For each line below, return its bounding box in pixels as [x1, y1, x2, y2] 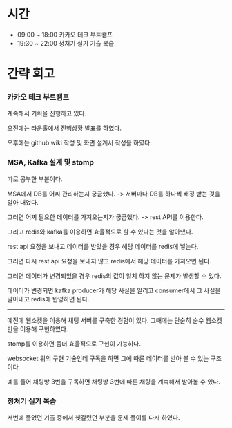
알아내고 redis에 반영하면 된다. [7, 295, 90, 303]
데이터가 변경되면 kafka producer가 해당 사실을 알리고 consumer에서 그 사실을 [7, 286, 221, 295]
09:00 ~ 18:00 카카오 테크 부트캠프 [17, 30, 113, 39]
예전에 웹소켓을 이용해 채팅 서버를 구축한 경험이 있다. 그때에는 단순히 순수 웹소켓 [7, 316, 223, 324]
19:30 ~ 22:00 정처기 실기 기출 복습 [17, 39, 115, 47]
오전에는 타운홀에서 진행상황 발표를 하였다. [7, 124, 122, 132]
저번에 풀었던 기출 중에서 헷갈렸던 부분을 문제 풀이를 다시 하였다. [7, 413, 181, 422]
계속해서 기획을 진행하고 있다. [7, 109, 87, 118]
